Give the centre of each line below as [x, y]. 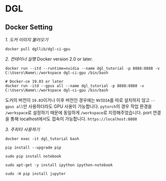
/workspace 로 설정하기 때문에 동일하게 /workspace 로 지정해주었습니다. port [78, 112]
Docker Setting [29, 27]
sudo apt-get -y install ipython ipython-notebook [59, 165]
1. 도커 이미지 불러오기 [27, 40]
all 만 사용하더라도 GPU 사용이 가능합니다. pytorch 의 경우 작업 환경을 [84, 106]
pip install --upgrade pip [33, 148]
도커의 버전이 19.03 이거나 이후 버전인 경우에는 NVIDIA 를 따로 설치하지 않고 [77, 100]
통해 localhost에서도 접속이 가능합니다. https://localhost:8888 [74, 119]
